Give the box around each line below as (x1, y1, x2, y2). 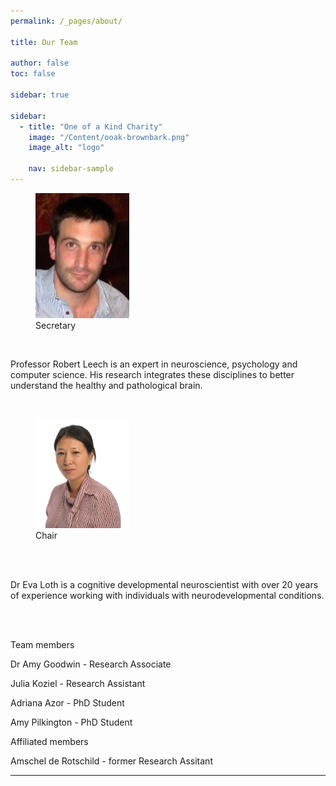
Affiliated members (10, 736, 89, 748)
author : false (10, 58, 70, 69)
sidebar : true (10, 90, 70, 100)
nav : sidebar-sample (28, 164, 114, 174)
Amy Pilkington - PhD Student (10, 716, 133, 729)
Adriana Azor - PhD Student (10, 697, 125, 709)
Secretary (35, 320, 77, 332)
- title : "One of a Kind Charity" (19, 121, 163, 132)
